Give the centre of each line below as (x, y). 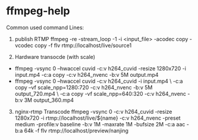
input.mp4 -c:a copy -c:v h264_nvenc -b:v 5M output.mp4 (87, 74)
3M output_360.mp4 (49, 100)
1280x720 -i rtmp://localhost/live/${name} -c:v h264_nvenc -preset (98, 118)
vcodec (24, 45)
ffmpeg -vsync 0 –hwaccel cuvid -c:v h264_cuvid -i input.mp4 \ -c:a (99, 81)
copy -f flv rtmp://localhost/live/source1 (83, 45)
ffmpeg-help (38, 11)
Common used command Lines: (45, 27)
